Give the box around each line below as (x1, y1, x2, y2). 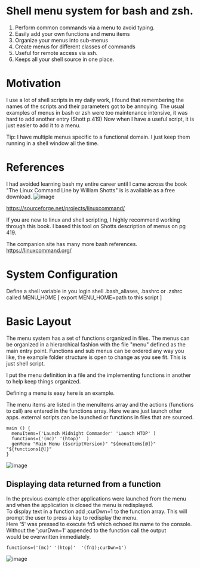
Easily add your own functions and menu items (14, 30, 130, 37)
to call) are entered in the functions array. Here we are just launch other (6, 407, 182, 415)
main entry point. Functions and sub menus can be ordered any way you (6, 347, 184, 354)
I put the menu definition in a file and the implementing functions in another (6, 371, 191, 379)
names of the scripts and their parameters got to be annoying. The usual (6, 103, 184, 110)
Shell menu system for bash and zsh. (6, 4, 194, 18)
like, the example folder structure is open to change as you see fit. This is (6, 354, 186, 361)
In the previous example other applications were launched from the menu (6, 495, 186, 502)
